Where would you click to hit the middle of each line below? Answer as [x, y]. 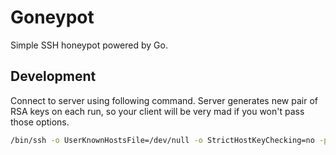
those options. [40, 122]
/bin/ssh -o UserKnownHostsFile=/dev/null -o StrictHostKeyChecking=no [162, 140]
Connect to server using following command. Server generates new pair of [164, 100]
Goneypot [52, 17]
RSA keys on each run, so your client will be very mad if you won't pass [157, 111]
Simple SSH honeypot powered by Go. [89, 45]
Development [53, 76]
